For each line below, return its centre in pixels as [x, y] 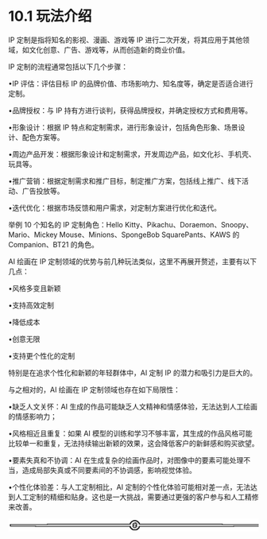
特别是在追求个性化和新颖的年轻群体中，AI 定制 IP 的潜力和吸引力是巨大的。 [132, 372]
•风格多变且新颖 [35, 288]
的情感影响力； [33, 416]
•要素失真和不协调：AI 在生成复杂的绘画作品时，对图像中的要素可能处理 [126, 460]
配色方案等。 [43, 137]
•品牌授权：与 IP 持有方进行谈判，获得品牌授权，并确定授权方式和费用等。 [130, 110]
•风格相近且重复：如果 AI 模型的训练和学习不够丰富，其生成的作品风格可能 [130, 433]
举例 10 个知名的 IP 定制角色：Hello [66, 224]
